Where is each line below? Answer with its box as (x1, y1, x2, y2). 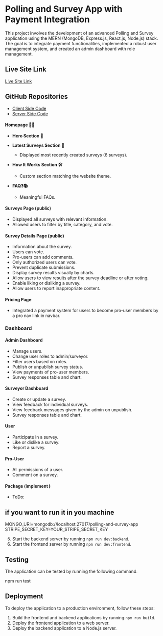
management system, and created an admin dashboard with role (5, 46, 136, 52)
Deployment (5, 592, 44, 601)
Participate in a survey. (12, 434, 59, 440)
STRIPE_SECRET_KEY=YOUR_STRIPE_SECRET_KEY (5, 527, 108, 532)
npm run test (5, 578, 31, 583)
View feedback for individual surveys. (12, 401, 89, 407)
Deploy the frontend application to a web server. (12, 620, 110, 626)
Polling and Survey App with (5, 3, 123, 15)
